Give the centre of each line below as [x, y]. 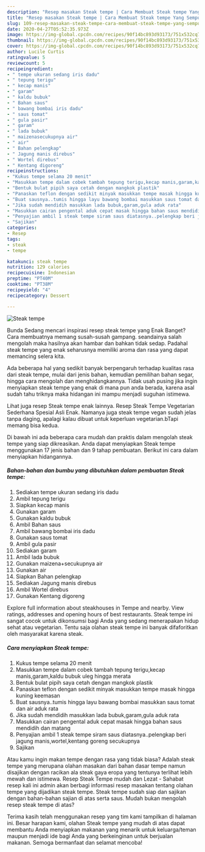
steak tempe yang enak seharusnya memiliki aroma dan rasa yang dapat [98, 349]
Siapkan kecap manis [42, 505]
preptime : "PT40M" [30, 279]
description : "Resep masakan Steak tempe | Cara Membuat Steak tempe [97, 12]
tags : [14, 239]
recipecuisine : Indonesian [41, 273]
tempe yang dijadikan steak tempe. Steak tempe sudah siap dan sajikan [96, 792]
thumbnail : [21, 40]
